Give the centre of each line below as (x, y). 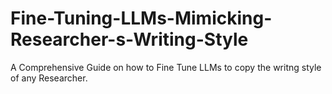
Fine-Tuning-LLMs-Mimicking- (141, 18)
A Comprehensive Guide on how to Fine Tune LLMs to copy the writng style (166, 67)
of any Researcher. (49, 78)
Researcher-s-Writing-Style (129, 39)
